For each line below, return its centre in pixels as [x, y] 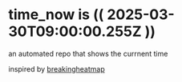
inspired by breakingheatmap [57, 68]
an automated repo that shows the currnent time [88, 53]
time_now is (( [56, 15]
